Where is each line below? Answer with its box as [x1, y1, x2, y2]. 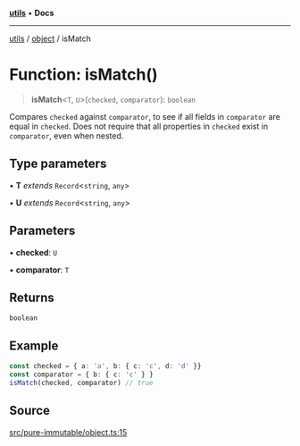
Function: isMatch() [9, 64, 158, 85]
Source [9, 403, 51, 418]
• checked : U [9, 247, 58, 257]
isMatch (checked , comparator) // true [9, 378, 154, 387]
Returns [9, 290, 55, 305]
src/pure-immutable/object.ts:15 [9, 426, 128, 437]
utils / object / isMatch [9, 33, 91, 44]
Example [9, 338, 59, 353]
